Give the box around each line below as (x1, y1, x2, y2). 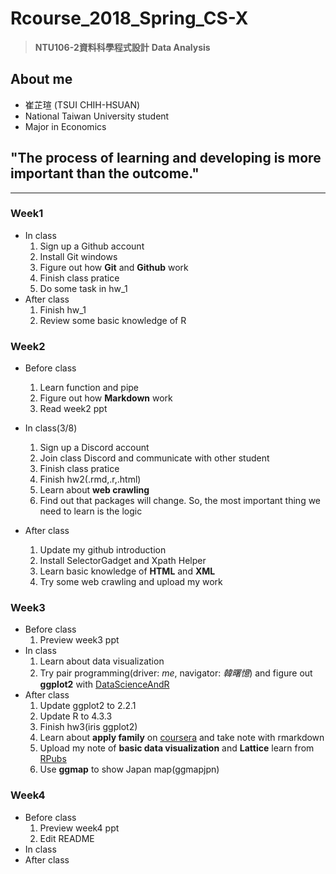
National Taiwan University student (24, 110, 170, 122)
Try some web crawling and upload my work (39, 576, 223, 588)
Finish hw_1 (39, 303, 87, 316)
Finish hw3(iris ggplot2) (39, 721, 138, 733)
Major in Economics (24, 120, 107, 132)
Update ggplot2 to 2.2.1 (39, 700, 137, 712)
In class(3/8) (24, 422, 78, 434)
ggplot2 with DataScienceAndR (39, 678, 170, 691)
